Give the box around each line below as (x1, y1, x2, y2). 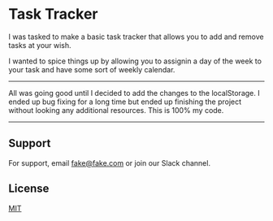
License (8, 182, 50, 196)
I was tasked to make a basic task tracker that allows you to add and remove (8, 32, 264, 41)
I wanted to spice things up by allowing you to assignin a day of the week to (8, 56, 262, 66)
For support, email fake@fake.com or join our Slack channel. (8, 158, 211, 167)
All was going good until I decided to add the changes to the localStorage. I (8, 88, 260, 97)
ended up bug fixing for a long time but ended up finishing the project (8, 97, 242, 106)
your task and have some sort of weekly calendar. (8, 64, 175, 74)
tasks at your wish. (8, 40, 71, 50)
